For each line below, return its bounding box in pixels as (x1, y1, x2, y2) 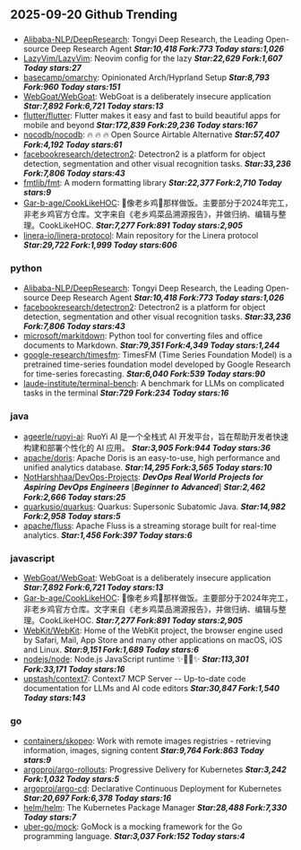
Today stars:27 (22, 63, 82, 74)
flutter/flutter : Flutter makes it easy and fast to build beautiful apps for (22, 110, 281, 121)
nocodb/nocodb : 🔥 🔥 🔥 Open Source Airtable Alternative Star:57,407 (22, 129, 280, 140)
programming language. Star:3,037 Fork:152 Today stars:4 (22, 830, 245, 841)
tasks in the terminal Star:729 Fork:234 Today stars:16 (22, 387, 229, 398)
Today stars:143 (22, 692, 86, 703)
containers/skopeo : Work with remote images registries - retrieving (22, 735, 271, 746)
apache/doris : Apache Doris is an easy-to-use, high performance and (22, 452, 280, 463)
